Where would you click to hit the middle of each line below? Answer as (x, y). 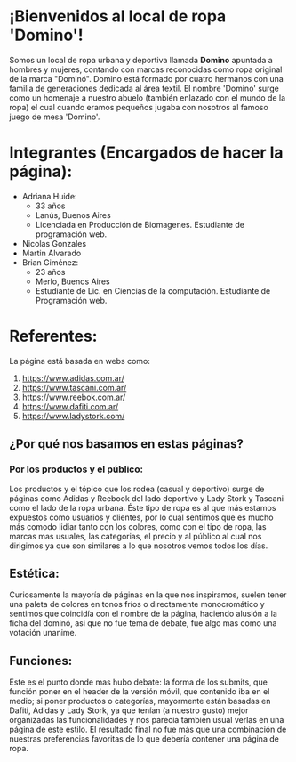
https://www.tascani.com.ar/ (74, 387)
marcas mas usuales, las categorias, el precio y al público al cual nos (136, 536)
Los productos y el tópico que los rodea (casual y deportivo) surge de (137, 489)
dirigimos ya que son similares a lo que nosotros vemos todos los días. (139, 546)
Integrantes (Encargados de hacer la (146, 153)
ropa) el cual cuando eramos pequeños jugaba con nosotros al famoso (139, 107)
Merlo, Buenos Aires (72, 281)
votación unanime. (43, 633)
